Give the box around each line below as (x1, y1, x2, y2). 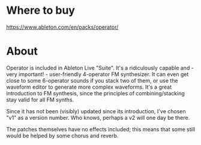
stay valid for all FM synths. (6, 96, 74, 103)
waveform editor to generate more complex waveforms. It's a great (6, 83, 172, 90)
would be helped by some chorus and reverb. (6, 132, 119, 139)
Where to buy (6, 4, 75, 17)
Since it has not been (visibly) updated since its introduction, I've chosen (6, 107, 186, 114)
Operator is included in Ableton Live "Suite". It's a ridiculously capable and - (6, 64, 194, 71)
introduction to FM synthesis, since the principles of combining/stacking (6, 89, 185, 96)
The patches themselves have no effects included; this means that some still (6, 125, 196, 132)
